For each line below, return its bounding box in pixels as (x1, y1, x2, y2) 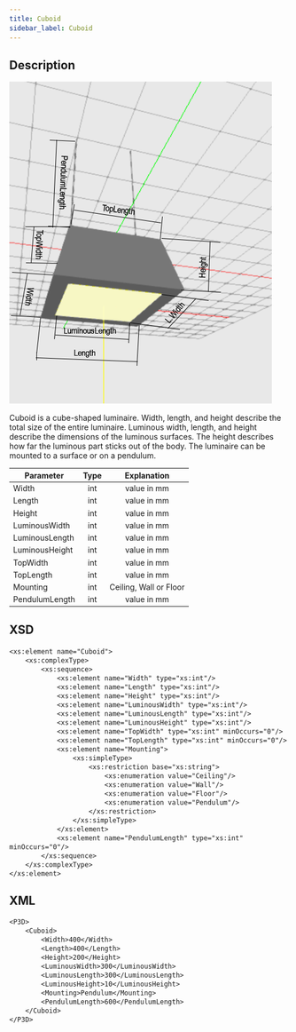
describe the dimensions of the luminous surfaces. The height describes (9, 432, 275, 442)
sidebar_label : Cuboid (9, 23, 93, 33)
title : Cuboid (9, 14, 62, 23)
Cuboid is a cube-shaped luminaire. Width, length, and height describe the (9, 413, 282, 424)
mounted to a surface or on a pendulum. (9, 450, 157, 461)
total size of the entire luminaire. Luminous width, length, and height (9, 422, 257, 433)
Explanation (124, 470, 170, 480)
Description (9, 58, 75, 73)
